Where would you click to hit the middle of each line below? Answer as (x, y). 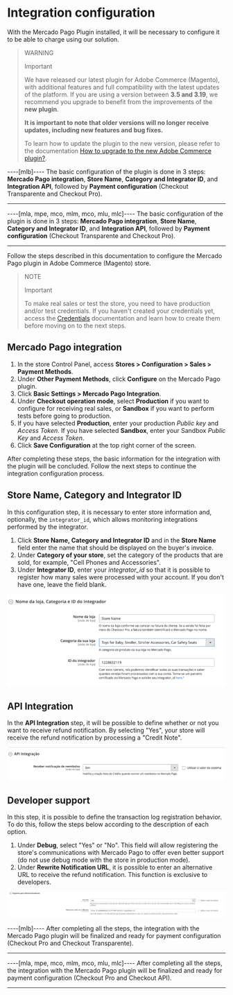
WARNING (39, 53)
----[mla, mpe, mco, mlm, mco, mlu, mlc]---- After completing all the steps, (115, 963)
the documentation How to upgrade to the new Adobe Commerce (118, 151)
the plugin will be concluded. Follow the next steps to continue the (102, 466)
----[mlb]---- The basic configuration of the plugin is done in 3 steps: (106, 171)
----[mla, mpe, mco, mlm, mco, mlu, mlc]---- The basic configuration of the (115, 214)
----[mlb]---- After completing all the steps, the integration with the (103, 928)
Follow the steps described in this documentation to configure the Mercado (115, 255)
